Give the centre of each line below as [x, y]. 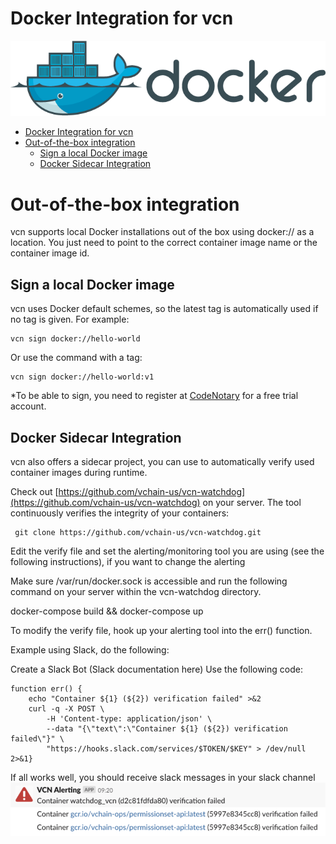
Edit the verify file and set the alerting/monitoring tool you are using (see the [167, 551]
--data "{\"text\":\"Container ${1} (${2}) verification [167, 728]
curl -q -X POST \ [66, 708]
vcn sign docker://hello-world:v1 [82, 377]
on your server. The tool [252, 502]
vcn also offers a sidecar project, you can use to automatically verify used [162, 461]
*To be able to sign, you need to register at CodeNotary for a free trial [154, 396]
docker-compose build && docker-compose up [107, 611]
